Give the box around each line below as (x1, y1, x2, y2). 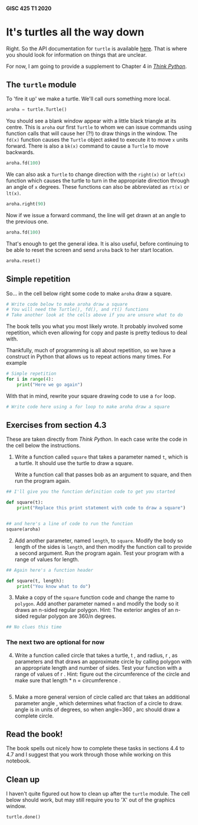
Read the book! (6, 729, 63, 739)
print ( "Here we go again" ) (16, 381, 83, 388)
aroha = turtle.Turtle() (6, 107, 67, 113)
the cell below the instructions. (6, 442, 81, 449)
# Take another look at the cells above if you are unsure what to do (6, 312, 183, 318)
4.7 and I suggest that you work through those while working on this (6, 751, 171, 758)
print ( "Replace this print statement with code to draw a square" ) (16, 505, 186, 511)
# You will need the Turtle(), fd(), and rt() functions (6, 307, 149, 313)
